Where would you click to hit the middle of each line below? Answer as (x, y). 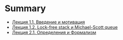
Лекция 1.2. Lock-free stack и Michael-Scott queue (65, 27)
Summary (25, 9)
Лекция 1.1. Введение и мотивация (48, 22)
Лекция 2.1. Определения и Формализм (54, 32)
